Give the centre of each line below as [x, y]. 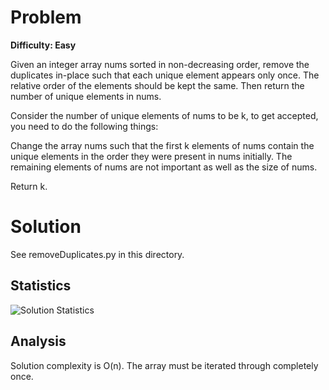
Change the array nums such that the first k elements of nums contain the [162, 145]
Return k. [29, 186]
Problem [46, 17]
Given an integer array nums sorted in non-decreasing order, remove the [160, 64]
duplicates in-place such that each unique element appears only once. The [165, 75]
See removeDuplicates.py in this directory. [97, 254]
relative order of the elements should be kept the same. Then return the [157, 85]
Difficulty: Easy [43, 45]
